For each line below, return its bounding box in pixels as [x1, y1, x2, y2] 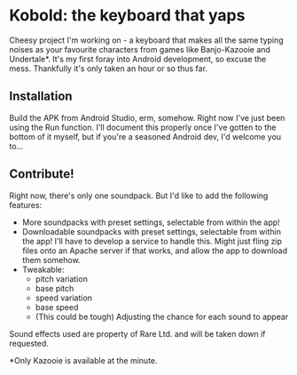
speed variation [35, 292, 93, 303]
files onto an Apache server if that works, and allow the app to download [21, 245, 288, 256]
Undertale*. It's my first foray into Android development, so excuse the [9, 53, 267, 64]
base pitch [35, 283, 74, 293]
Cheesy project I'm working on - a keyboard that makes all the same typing [9, 35, 284, 45]
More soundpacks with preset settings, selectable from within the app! [21, 217, 281, 227]
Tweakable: [21, 264, 65, 275]
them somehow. [21, 254, 82, 265]
